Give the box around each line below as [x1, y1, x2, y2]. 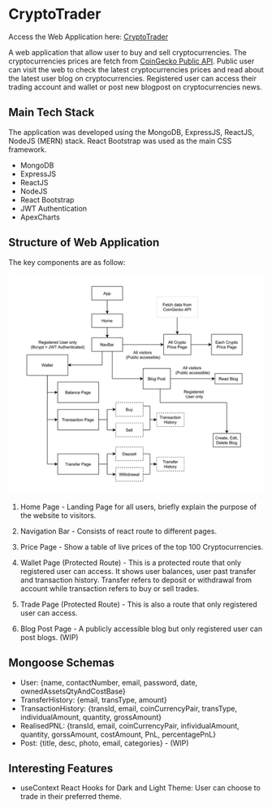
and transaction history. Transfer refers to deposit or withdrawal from [19, 575, 253, 585]
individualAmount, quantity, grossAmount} [19, 712, 162, 722]
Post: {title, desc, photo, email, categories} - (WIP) [19, 737, 189, 748]
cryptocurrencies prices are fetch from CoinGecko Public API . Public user [8, 56, 255, 66]
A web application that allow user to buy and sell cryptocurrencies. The [8, 47, 248, 57]
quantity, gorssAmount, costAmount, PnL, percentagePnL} [19, 729, 217, 739]
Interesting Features [8, 761, 114, 775]
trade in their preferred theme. [19, 792, 122, 802]
